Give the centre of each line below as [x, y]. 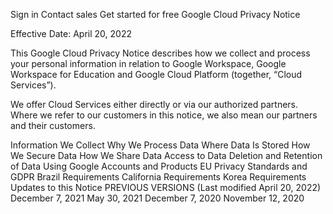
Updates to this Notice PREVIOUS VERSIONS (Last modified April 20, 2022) [166, 187]
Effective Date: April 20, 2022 [71, 33]
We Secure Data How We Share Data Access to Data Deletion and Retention [166, 155]
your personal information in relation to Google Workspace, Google [148, 63]
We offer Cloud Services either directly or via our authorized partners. [154, 104]
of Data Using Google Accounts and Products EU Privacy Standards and [159, 166]
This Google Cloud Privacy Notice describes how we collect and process [160, 53]
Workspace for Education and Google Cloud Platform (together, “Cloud [156, 74]
